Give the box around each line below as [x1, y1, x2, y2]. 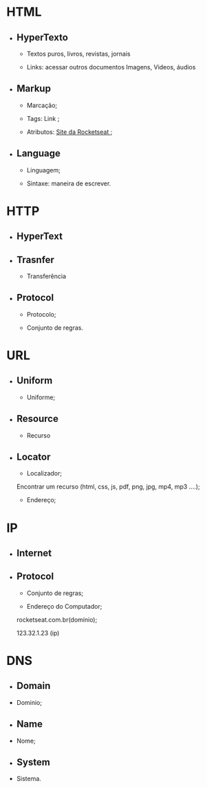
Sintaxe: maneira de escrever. [26, 179, 111, 188]
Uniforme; [26, 393, 56, 401]
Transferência [26, 272, 67, 280]
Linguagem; [26, 166, 61, 174]
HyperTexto [16, 32, 68, 43]
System [16, 756, 51, 768]
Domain [16, 680, 51, 692]
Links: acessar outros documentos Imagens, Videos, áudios [26, 63, 196, 71]
